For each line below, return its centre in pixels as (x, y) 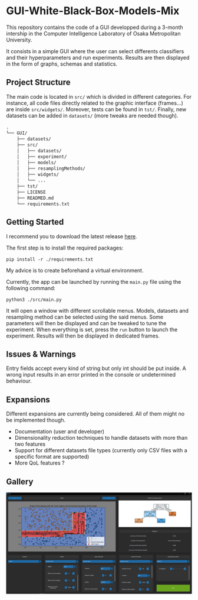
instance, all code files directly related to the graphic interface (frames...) (95, 103)
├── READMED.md (35, 198)
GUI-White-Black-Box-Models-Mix (93, 11)
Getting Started (35, 222)
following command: (31, 288)
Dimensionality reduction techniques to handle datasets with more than (101, 438)
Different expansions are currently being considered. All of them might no (95, 414)
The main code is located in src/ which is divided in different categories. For (99, 96)
